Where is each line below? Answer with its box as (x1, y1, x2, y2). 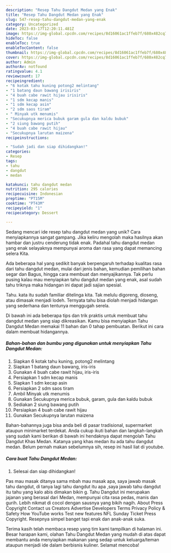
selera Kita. (6, 250, 29, 256)
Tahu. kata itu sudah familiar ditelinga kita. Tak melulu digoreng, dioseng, (6, 292, 158, 298)
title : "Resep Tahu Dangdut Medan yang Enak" (6, 12, 104, 17)
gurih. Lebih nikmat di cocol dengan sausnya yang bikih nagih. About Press (6, 500, 163, 506)
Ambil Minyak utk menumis (13, 391, 70, 397)
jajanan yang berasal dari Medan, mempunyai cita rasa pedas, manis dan (6, 494, 158, 501)
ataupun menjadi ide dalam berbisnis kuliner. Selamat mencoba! (6, 542, 140, 548)
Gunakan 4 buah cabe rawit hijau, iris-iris (13, 369, 99, 375)
